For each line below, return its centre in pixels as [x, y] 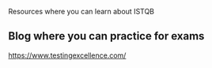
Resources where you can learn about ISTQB [81, 11]
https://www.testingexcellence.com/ [67, 55]
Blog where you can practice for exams [106, 36]
